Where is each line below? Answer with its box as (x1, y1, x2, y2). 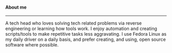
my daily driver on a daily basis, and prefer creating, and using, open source (5, 36, 166, 43)
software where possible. (5, 42, 59, 48)
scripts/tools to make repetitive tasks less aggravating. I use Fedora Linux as (5, 31, 167, 37)
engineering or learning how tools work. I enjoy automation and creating (5, 25, 157, 32)
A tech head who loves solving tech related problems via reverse (5, 20, 142, 26)
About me (5, 4, 27, 10)
